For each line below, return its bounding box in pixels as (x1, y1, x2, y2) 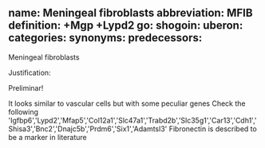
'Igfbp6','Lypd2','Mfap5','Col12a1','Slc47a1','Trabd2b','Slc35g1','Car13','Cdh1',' (8, 115, 257, 125)
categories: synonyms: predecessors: (8, 31, 203, 45)
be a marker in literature (8, 132, 88, 142)
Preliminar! (8, 83, 44, 92)
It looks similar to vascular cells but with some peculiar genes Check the (8, 99, 246, 108)
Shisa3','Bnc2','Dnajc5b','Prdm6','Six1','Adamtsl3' (8, 123, 168, 134)
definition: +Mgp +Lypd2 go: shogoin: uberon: (8, 19, 243, 33)
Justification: (8, 68, 51, 77)
